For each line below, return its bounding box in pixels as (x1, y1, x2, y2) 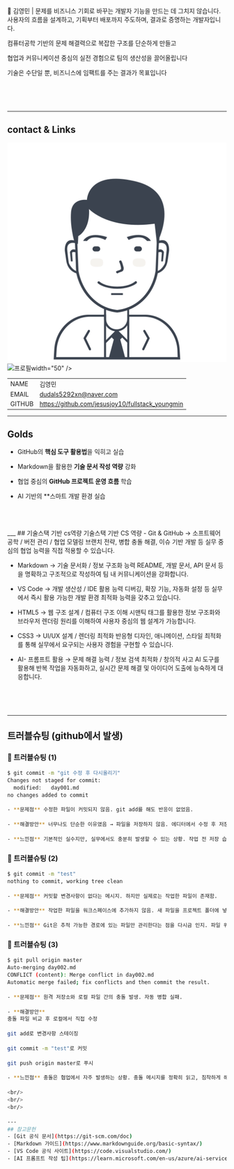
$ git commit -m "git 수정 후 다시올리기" (7, 769, 120, 777)
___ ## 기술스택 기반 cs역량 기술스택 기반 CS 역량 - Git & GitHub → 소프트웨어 (7, 529, 221, 538)
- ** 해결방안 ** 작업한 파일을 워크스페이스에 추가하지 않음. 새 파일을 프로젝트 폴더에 (7, 907, 219, 914)
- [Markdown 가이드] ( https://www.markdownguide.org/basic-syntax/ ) (7, 1140, 203, 1147)
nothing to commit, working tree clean (7, 877, 123, 885)
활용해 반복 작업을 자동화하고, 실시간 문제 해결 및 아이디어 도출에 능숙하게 (17, 664, 217, 673)
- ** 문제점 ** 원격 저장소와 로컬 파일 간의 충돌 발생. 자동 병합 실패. (7, 994, 183, 1001)
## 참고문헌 (7, 1126, 36, 1133)
